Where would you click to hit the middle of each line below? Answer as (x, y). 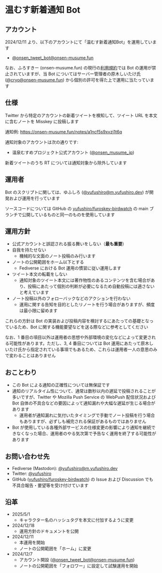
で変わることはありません (30, 355)
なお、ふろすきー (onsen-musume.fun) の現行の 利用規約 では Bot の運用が (79, 68)
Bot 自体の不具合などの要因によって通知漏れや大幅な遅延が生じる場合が (84, 403)
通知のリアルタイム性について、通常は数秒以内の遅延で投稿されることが (84, 391)
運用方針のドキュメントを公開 (49, 531)
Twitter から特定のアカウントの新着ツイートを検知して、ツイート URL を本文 (81, 115)
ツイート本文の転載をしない (40, 274)
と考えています (34, 292)
